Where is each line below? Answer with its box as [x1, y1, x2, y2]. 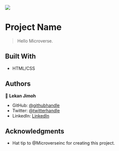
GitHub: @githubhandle [12, 102, 60, 108]
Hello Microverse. [17, 38, 53, 44]
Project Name [5, 22, 62, 33]
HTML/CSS [12, 65, 35, 71]
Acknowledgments [5, 127, 65, 135]
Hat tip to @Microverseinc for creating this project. [12, 140, 115, 146]
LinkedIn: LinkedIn [12, 113, 50, 118]
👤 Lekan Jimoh [5, 93, 36, 99]
